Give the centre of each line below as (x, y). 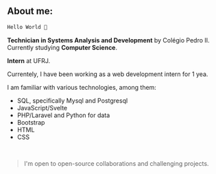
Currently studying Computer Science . (62, 47)
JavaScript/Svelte (42, 108)
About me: (30, 11)
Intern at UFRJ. (29, 60)
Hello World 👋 (27, 27)
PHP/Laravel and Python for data (63, 115)
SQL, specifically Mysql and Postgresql (72, 100)
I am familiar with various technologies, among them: (82, 87)
